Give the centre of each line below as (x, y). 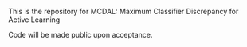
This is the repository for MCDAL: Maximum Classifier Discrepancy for (123, 11)
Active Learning (34, 20)
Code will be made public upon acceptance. (80, 35)
